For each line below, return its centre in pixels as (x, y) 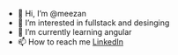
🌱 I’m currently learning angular (74, 32)
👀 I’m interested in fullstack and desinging (93, 23)
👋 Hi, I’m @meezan (52, 14)
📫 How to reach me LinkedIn (70, 42)
